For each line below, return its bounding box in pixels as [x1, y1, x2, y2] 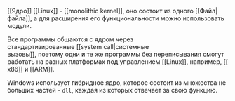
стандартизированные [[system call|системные [7, 43, 149, 50]
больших [7, 86, 34, 94]
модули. [7, 22, 32, 29]
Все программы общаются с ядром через [7, 35, 134, 43]
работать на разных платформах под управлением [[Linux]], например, [7, 58, 222, 66]
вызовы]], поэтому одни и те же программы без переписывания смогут [7, 50, 224, 58]
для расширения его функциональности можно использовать [38, 14, 224, 22]
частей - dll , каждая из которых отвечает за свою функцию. [34, 86, 218, 94]
